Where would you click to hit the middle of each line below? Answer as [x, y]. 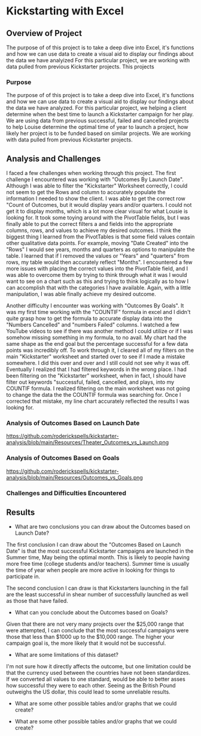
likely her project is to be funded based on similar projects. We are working [99, 134]
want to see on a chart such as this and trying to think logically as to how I [98, 281]
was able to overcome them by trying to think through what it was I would [97, 275]
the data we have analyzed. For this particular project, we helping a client [96, 108]
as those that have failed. [37, 601]
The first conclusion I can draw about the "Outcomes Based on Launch [94, 545]
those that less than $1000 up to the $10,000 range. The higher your [90, 637]
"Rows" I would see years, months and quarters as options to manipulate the [100, 249]
